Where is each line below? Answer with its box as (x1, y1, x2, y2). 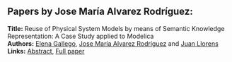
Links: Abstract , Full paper (7, 46, 85, 55)
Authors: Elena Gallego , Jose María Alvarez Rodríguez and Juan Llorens (7, 39, 219, 48)
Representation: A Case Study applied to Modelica (7, 32, 154, 40)
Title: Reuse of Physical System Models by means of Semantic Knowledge (7, 24, 225, 32)
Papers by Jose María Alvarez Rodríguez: (7, 6, 193, 18)
